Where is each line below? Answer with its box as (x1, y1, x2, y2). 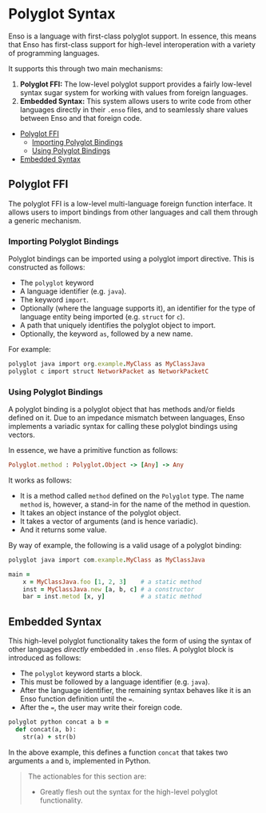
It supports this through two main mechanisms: (8, 63, 164, 73)
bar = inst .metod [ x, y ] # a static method (22, 593, 202, 601)
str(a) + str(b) (22, 733, 77, 741)
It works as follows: (8, 475, 72, 485)
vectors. (8, 430, 36, 440)
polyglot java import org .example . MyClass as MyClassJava (8, 360, 205, 368)
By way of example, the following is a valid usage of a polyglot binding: (8, 540, 242, 550)
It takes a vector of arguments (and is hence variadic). (19, 516, 198, 526)
